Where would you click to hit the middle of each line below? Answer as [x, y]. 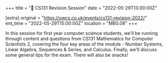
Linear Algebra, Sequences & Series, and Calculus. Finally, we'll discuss [81, 49]
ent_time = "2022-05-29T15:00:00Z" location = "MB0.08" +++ [71, 23]
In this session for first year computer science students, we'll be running [81, 33]
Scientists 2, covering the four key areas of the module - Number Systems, [84, 44]
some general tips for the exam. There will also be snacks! [67, 55]
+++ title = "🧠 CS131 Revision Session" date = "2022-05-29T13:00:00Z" [81, 8]
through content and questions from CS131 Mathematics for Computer [79, 39]
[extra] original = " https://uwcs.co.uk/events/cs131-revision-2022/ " [76, 18]
